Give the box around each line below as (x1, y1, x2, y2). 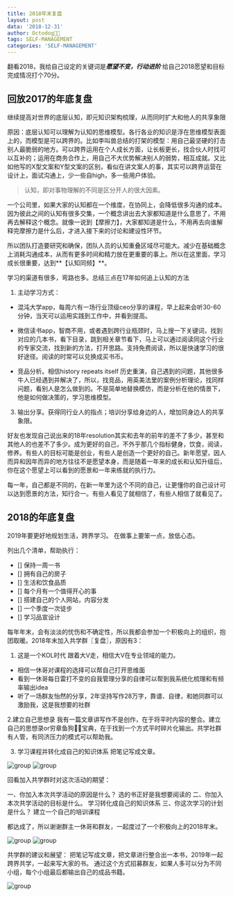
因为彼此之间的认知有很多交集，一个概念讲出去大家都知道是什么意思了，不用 (7, 209, 226, 217)
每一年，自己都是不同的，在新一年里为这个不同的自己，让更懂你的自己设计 (7, 480, 220, 489)
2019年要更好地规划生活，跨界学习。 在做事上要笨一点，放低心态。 (7, 531, 199, 540)
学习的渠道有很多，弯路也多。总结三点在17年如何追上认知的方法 (7, 273, 189, 282)
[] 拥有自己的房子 (17, 570, 67, 578)
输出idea (23, 683, 49, 691)
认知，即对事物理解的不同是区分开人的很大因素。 (24, 185, 164, 194)
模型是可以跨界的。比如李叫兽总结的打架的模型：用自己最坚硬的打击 (31, 136, 226, 144)
